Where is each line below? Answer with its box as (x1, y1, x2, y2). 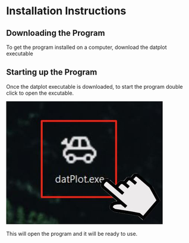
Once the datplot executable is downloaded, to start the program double (6, 83, 183, 90)
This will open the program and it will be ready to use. (6, 230, 138, 237)
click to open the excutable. (6, 89, 74, 96)
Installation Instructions (6, 4, 127, 18)
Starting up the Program (6, 67, 97, 77)
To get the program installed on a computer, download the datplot (6, 43, 167, 51)
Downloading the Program (6, 28, 105, 38)
